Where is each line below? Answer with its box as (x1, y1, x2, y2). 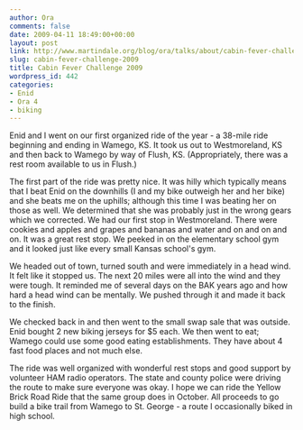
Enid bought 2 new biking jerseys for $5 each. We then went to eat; (9, 326, 260, 337)
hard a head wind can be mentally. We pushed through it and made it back (9, 289, 286, 300)
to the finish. (9, 299, 56, 310)
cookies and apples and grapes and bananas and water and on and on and (9, 224, 288, 235)
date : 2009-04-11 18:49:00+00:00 (9, 30, 135, 39)
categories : (9, 80, 54, 89)
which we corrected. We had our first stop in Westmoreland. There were (9, 215, 278, 225)
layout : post (9, 38, 59, 48)
